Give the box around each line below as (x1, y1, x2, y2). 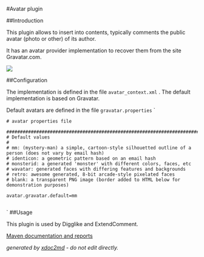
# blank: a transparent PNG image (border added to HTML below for (6, 177, 181, 183)
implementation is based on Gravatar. (6, 95, 100, 102)
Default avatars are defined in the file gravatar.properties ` (6, 106, 156, 114)
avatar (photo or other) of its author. (6, 35, 96, 42)
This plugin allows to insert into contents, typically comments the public (6, 29, 186, 36)
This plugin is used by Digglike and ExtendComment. (6, 221, 138, 227)
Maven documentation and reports (6, 232, 93, 239)
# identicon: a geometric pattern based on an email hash (6, 156, 156, 162)
